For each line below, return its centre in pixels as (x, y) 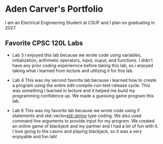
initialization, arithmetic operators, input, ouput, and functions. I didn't (82, 60)
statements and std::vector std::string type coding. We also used (77, 116)
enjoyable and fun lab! (35, 136)
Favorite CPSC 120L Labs (44, 43)
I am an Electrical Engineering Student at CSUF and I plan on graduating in (80, 23)
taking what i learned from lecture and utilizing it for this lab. (73, 71)
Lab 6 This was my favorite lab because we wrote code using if (76, 110)
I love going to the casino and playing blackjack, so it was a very (77, 131)
